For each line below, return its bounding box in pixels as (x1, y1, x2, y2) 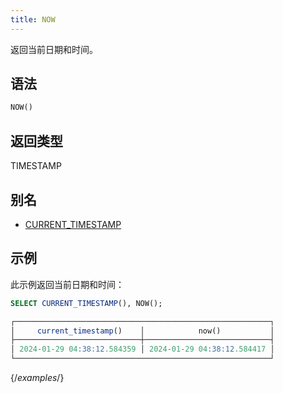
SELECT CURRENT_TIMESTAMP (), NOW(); (10, 298, 163, 308)
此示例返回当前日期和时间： (10, 278, 125, 290)
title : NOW (10, 14, 56, 25)
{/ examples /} (10, 372, 65, 383)
